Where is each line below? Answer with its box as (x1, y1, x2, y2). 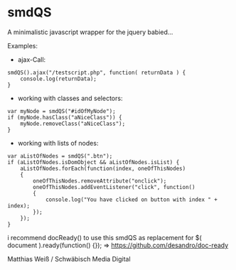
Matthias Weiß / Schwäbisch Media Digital (7, 254, 131, 263)
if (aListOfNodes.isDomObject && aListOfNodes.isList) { (7, 158, 180, 166)
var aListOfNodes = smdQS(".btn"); (7, 152, 113, 160)
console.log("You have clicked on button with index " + (45, 196, 218, 203)
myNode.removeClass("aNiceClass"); (20, 120, 126, 127)
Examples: (7, 41, 38, 50)
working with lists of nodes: (17, 139, 99, 147)
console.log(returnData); (20, 75, 97, 82)
